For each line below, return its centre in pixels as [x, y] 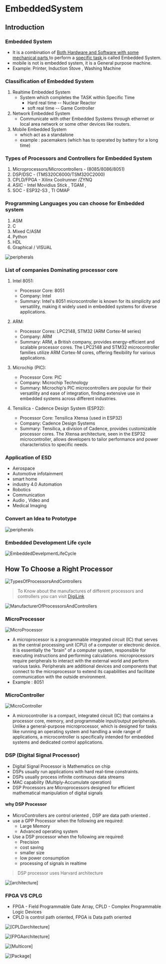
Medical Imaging [29, 506]
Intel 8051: [23, 281]
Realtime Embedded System [41, 92]
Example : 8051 [28, 682]
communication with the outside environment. [59, 677]
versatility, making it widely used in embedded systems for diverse [88, 306]
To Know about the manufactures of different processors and [80, 591]
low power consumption [45, 858]
